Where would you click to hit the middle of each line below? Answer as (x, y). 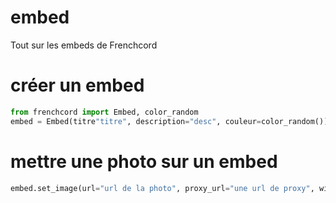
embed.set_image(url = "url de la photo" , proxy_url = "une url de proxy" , (162, 188)
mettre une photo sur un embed (144, 161)
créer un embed (77, 85)
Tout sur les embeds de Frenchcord (84, 45)
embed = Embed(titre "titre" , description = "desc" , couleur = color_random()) (169, 121)
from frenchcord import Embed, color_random (104, 112)
